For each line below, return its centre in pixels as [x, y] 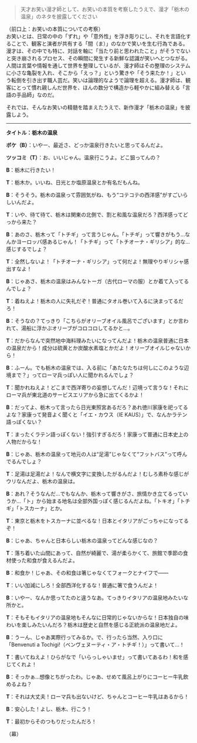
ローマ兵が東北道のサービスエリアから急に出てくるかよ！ [75, 395]
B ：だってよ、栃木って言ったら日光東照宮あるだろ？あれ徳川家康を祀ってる [97, 407]
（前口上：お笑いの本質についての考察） [55, 29]
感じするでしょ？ [27, 249]
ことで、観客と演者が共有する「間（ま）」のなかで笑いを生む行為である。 [99, 44]
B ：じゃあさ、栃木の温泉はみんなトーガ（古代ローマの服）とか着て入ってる [98, 281]
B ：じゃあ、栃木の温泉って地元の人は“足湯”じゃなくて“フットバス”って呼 [94, 454]
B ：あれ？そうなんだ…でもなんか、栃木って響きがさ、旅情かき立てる [89, 494]
